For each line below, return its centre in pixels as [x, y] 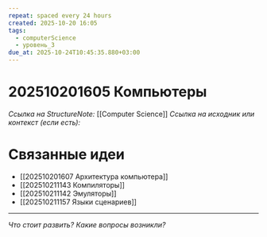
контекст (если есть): [44, 122]
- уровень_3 [35, 45]
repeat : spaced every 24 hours [60, 16]
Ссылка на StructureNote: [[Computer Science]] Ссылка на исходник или [132, 114]
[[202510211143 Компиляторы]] [72, 185]
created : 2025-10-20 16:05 [53, 23]
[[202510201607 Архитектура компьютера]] [94, 177]
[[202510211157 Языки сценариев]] [78, 202]
